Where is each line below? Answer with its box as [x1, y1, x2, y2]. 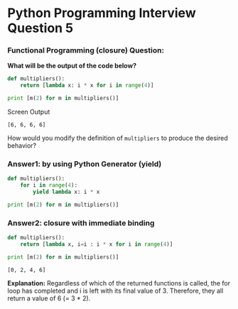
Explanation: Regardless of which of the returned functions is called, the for [7, 278, 231, 287]
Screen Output [7, 108, 50, 116]
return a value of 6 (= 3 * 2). [7, 293, 91, 303]
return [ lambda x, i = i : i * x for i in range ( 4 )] [20, 241, 173, 248]
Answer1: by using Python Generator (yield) [7, 159, 162, 169]
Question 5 [7, 20, 74, 36]
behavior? [7, 141, 37, 150]
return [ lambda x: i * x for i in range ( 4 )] [20, 82, 154, 90]
